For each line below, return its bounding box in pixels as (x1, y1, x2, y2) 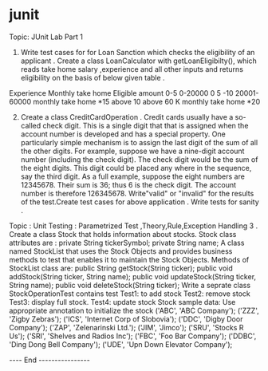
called (20, 120, 41, 130)
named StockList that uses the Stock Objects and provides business (9, 246, 233, 256)
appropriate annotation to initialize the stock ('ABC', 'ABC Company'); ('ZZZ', (9, 306, 259, 315)
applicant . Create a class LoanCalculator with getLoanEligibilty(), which (20, 56, 258, 65)
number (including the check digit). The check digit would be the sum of (20, 154, 258, 164)
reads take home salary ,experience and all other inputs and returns (20, 64, 244, 73)
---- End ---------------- (9, 355, 90, 365)
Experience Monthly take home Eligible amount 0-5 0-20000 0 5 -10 (9, 88, 234, 97)
